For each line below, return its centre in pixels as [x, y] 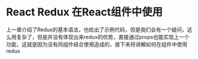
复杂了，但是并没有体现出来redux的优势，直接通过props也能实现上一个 [103, 37]
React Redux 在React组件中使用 [85, 12]
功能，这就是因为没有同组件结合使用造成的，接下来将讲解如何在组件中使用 [97, 44]
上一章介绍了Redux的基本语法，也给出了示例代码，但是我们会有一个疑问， [97, 29]
